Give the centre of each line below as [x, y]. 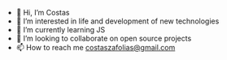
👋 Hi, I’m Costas [43, 13]
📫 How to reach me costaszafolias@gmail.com [96, 47]
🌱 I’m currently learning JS [61, 30]
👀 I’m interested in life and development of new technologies [118, 21]
